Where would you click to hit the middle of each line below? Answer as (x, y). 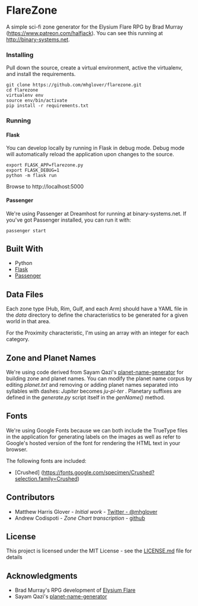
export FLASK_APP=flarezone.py (45, 165)
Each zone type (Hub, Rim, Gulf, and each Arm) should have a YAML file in (97, 309)
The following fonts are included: (47, 460)
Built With (25, 249)
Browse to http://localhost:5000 (45, 187)
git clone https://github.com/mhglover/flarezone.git (74, 85)
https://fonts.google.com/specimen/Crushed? (99, 472)
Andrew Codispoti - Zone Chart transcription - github (80, 518)
